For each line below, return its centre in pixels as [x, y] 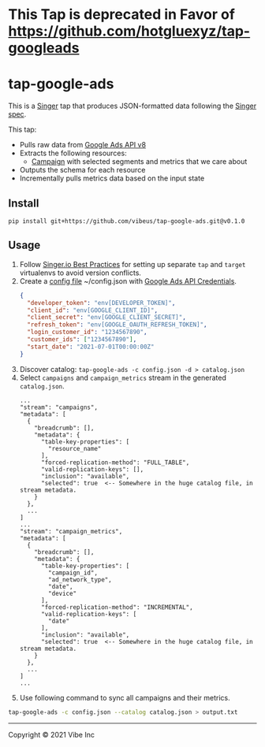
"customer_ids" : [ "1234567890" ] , [82, 340]
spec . [17, 114]
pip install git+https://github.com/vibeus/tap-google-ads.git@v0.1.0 [127, 221]
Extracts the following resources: [73, 153]
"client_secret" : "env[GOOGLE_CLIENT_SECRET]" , [107, 318]
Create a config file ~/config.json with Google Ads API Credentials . [128, 281]
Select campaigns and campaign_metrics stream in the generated [123, 377]
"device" [63, 593]
